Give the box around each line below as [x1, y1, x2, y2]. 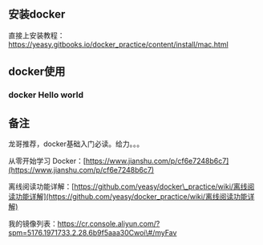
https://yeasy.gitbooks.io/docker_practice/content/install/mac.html [8, 39, 229, 49]
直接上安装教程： [8, 31, 65, 40]
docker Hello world [8, 89, 84, 100]
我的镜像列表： [8, 218, 58, 228]
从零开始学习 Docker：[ [8, 156, 87, 165]
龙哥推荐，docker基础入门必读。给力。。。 [8, 139, 144, 149]
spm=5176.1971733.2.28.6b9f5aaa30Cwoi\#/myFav [8, 227, 177, 237]
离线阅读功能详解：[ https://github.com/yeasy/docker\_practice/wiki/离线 [8, 182, 248, 191]
